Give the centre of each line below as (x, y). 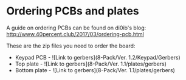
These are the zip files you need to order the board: (71, 46)
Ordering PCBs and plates (73, 11)
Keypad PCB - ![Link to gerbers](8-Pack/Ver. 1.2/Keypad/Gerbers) (98, 57)
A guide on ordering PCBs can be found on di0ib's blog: (76, 28)
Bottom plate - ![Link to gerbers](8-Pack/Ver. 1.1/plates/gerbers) (95, 70)
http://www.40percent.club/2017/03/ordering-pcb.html (75, 34)
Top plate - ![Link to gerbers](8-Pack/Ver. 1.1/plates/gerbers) (91, 64)
